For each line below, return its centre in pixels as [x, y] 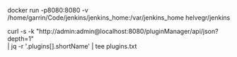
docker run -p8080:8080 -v [48, 10]
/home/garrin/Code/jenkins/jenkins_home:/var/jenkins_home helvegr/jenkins [119, 18]
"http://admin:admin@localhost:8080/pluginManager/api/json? [127, 31]
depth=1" [21, 39]
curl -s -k [21, 31]
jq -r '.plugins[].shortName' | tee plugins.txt [74, 46]
